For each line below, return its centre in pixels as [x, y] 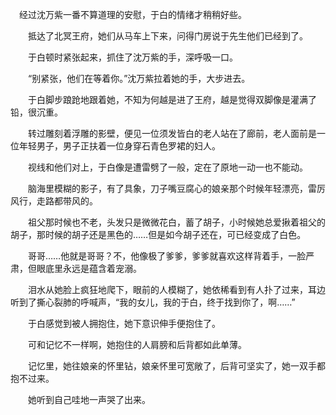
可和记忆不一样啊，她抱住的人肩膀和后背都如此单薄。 [137, 344]
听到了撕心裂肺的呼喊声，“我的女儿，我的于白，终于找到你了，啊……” [153, 302]
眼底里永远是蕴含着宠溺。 [89, 268]
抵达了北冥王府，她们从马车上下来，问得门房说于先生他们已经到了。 [167, 36]
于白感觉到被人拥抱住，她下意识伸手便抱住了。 [124, 323]
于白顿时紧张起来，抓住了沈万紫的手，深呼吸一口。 [132, 57]
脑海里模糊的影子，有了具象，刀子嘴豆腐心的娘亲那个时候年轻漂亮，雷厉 [176, 188]
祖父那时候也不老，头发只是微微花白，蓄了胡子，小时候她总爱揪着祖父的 [176, 222]
